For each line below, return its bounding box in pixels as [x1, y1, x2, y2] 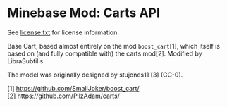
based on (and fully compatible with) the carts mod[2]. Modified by [7, 49, 202, 58]
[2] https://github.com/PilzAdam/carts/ [7, 92, 120, 100]
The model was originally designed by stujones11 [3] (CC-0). [7, 70, 183, 79]
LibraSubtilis [7, 56, 44, 65]
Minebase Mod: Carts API [7, 5, 161, 21]
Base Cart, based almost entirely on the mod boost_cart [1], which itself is [7, 42, 221, 50]
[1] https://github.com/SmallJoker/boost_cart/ [7, 84, 140, 92]
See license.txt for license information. [7, 28, 120, 37]
